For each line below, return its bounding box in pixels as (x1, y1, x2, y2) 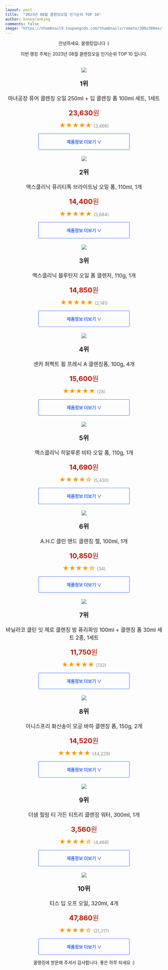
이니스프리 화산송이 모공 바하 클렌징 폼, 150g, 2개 (25, 723, 142, 730)
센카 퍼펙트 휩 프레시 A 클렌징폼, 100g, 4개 (33, 361, 135, 368)
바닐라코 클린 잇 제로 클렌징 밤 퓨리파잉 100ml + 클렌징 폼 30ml (5, 626, 156, 633)
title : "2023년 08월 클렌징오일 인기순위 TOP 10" (5, 12, 101, 17)
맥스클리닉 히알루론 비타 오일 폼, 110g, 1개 (34, 449, 133, 456)
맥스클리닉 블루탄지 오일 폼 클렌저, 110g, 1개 (32, 272, 136, 279)
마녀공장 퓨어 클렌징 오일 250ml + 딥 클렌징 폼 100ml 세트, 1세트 (7, 95, 160, 102)
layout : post (5, 7, 32, 13)
